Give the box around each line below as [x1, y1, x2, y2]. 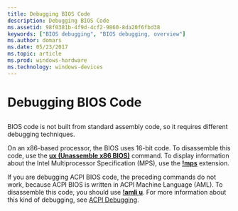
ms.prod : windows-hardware [7, 57, 87, 64]
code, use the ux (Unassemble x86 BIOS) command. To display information [7, 151, 229, 160]
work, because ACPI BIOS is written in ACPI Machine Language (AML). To [7, 180, 223, 189]
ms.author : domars [7, 37, 62, 44]
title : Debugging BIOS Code [7, 10, 91, 18]
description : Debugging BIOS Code [7, 17, 110, 24]
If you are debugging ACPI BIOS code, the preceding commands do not [7, 173, 217, 182]
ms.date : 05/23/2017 [7, 43, 69, 51]
